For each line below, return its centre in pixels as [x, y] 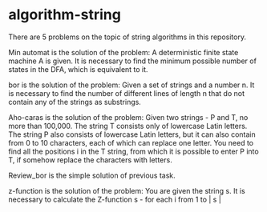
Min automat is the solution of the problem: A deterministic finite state [123, 52]
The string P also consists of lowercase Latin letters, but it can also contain [132, 134]
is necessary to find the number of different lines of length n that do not [126, 93]
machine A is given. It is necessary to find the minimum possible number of [132, 61]
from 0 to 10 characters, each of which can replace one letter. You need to [131, 142]
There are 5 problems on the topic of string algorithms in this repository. [127, 37]
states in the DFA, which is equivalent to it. [78, 69]
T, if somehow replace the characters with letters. [90, 160]
